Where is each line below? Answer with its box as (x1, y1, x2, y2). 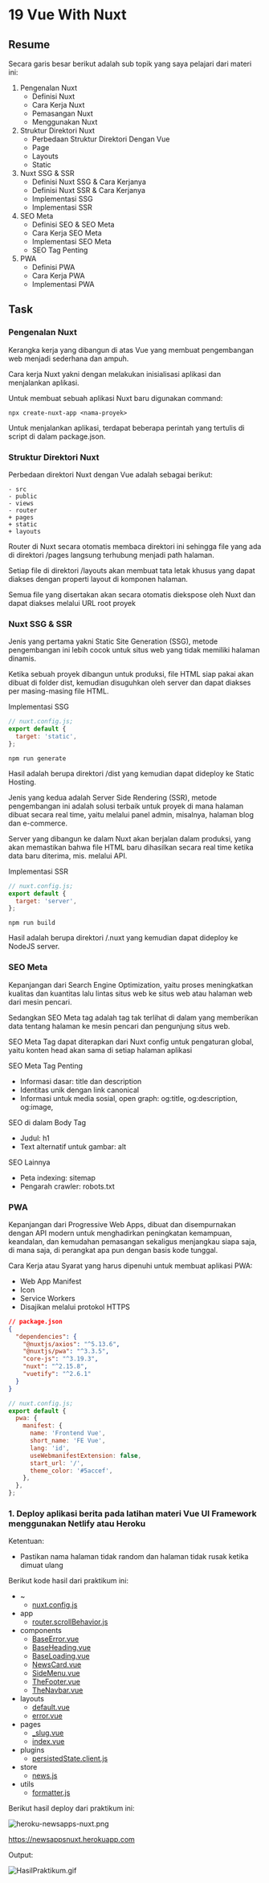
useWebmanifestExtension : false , (29, 1451, 142, 1459)
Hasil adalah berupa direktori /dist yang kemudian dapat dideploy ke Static (8, 768, 255, 778)
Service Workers (19, 1293, 75, 1303)
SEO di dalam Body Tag (8, 1117, 87, 1127)
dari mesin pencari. (8, 997, 72, 1006)
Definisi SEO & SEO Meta (31, 219, 115, 229)
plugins (19, 1746, 45, 1755)
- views (8, 499, 35, 507)
